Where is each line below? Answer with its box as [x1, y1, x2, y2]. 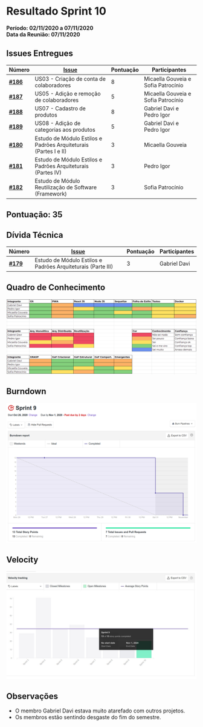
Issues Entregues [6, 49, 74, 59]
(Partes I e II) [34, 147, 67, 155]
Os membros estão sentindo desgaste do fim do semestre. [14, 714, 161, 721]
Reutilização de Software [34, 184, 97, 191]
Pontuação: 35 [6, 209, 63, 220]
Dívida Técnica [6, 230, 63, 240]
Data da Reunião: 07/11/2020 [6, 30, 80, 38]
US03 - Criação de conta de [34, 75, 106, 83]
